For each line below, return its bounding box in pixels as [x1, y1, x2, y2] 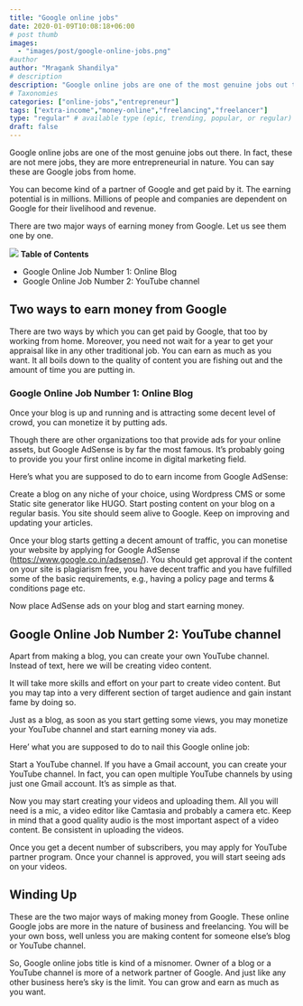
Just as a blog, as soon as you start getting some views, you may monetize [9, 714, 289, 725]
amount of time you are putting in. [9, 364, 135, 375]
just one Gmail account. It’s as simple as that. [9, 778, 178, 788]
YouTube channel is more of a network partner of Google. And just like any [9, 967, 287, 978]
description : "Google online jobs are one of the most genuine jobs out [9, 80, 289, 89]
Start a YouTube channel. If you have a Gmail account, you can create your [9, 759, 287, 769]
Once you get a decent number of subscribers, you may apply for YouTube [9, 842, 288, 852]
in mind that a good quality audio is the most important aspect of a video [9, 815, 280, 825]
